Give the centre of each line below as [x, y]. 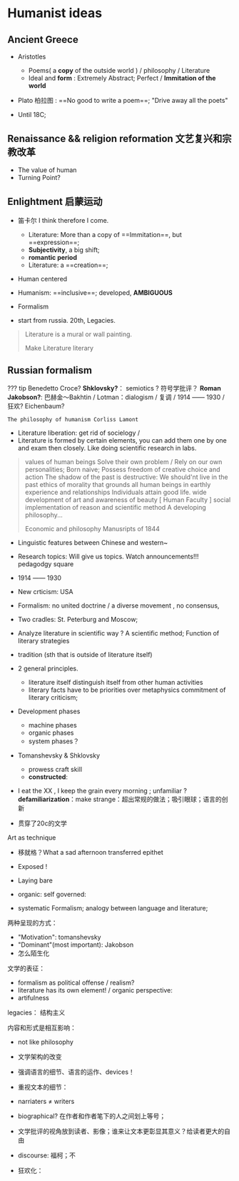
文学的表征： [26, 968]
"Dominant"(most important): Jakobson [76, 945]
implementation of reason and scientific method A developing [116, 508]
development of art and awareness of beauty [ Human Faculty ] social [128, 500]
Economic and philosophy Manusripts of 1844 [92, 529]
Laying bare [35, 880]
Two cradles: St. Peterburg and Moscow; [78, 620]
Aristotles [32, 56]
